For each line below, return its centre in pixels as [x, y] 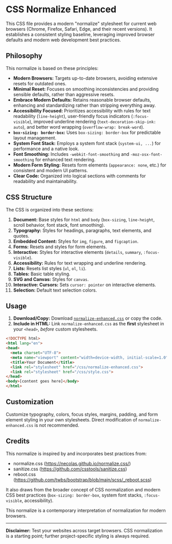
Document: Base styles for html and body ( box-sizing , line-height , [84, 219]
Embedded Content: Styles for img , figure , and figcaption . [76, 241]
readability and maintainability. [45, 181]
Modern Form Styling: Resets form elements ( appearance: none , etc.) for [90, 165]
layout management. [35, 138]
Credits [18, 441]
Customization [30, 402]
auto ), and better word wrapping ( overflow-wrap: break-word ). [79, 127]
